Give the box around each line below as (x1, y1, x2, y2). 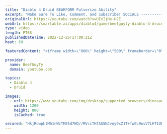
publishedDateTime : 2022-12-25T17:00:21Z (5, 35, 92, 40)
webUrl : (5, 21, 21, 26)
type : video (5, 26, 30, 31)
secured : (5, 121, 23, 127)
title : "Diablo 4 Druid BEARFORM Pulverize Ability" (5, 7, 117, 12)
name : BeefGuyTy (9, 62, 43, 67)
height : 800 (14, 108, 39, 113)
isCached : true (14, 112, 46, 117)
